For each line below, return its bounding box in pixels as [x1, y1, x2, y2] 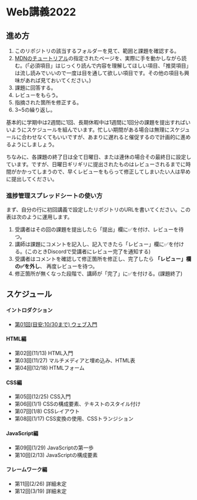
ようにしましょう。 [11, 141, 58, 148]
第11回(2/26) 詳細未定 [14, 480, 67, 487]
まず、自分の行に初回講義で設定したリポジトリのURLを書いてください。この [6, 206, 191, 213]
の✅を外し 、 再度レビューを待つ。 [14, 263, 98, 270]
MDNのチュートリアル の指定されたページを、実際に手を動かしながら [14, 55, 182, 62]
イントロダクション [6, 307, 53, 314]
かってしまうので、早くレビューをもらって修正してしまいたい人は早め [21, 168, 191, 175]
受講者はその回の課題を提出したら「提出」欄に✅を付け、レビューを [14, 226, 179, 233]
